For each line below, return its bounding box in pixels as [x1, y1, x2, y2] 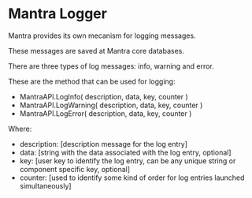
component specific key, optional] [19, 164, 131, 174]
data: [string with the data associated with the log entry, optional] [19, 148, 232, 157]
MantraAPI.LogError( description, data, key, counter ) [19, 108, 192, 118]
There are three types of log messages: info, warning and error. [8, 61, 214, 71]
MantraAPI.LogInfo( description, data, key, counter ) [19, 92, 189, 101]
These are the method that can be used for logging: [8, 77, 176, 86]
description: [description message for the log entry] [19, 139, 187, 148]
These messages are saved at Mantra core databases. [8, 46, 185, 55]
